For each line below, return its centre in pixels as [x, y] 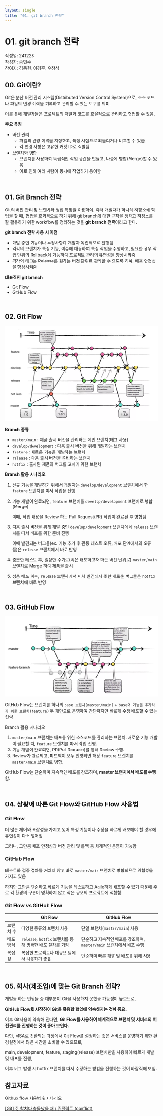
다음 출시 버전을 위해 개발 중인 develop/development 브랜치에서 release [80, 527]
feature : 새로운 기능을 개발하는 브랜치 [49, 452]
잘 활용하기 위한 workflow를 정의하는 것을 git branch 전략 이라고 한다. [71, 222]
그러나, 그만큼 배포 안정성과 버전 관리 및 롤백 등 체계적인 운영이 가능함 [71, 846]
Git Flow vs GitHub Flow [34, 906]
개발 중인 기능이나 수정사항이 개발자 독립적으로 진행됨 [63, 243]
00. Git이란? [23, 85]
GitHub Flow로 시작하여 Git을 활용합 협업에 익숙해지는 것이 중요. [66, 1009]
